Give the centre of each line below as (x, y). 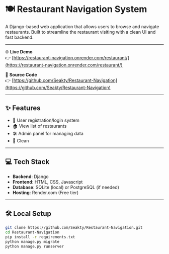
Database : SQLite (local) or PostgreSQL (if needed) (66, 187)
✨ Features (23, 108)
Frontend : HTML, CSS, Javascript (48, 182)
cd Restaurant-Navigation (32, 232)
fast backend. (19, 37)
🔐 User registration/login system (46, 120)
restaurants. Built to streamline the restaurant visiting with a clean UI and (80, 32)
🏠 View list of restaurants (39, 126)
